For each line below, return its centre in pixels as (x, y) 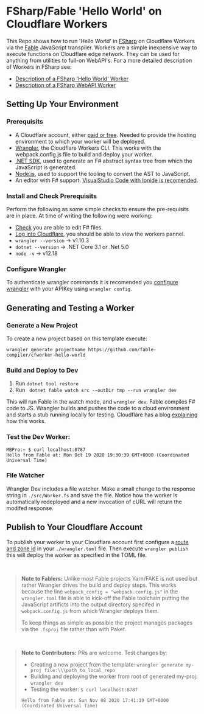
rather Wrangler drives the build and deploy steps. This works (99, 585)
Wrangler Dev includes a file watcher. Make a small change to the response (101, 489)
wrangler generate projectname (46, 349)
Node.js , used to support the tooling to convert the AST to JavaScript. (103, 173)
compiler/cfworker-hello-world (46, 355)
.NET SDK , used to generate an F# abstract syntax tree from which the (104, 161)
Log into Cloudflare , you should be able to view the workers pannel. (100, 234)
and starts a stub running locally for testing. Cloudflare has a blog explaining (102, 415)
